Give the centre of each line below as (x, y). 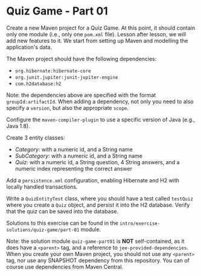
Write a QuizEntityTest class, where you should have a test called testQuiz (100, 198)
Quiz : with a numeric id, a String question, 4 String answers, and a (97, 162)
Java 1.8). (18, 126)
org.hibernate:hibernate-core (53, 71)
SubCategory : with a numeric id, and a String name (79, 156)
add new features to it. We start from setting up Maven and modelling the (97, 40)
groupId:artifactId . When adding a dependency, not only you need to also (100, 101)
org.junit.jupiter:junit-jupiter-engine (66, 77)
